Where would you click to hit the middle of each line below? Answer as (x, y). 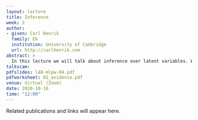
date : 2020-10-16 (27, 89)
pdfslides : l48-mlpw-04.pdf (41, 72)
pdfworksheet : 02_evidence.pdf (44, 77)
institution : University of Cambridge (59, 45)
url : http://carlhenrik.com (46, 50)
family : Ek (25, 39)
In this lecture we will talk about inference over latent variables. (100, 61)
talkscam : (18, 67)
